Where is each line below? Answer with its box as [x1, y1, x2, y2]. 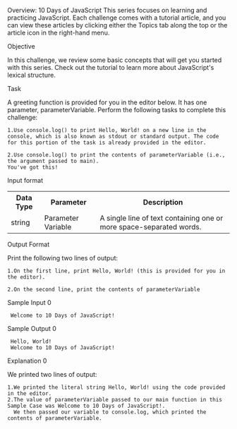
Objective [7, 42, 35, 50]
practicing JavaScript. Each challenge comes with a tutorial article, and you [7, 13, 226, 22]
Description [142, 198, 183, 207]
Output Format [7, 240, 50, 248]
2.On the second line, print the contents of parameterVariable [7, 286, 200, 293]
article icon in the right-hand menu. [7, 28, 110, 37]
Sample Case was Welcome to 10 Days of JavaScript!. [7, 402, 166, 409]
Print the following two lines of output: [7, 254, 119, 262]
